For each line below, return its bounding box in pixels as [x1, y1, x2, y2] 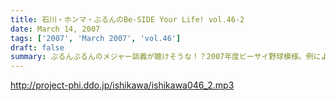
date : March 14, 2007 [10, 24, 101, 34]
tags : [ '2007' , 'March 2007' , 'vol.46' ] [10, 33, 182, 43]
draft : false [10, 42, 65, 53]
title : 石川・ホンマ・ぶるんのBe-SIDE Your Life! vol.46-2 [10, 14, 245, 25]
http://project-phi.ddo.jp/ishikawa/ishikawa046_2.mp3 [10, 79, 235, 91]
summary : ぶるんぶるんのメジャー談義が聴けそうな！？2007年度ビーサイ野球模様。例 [10, 52, 314, 62]
